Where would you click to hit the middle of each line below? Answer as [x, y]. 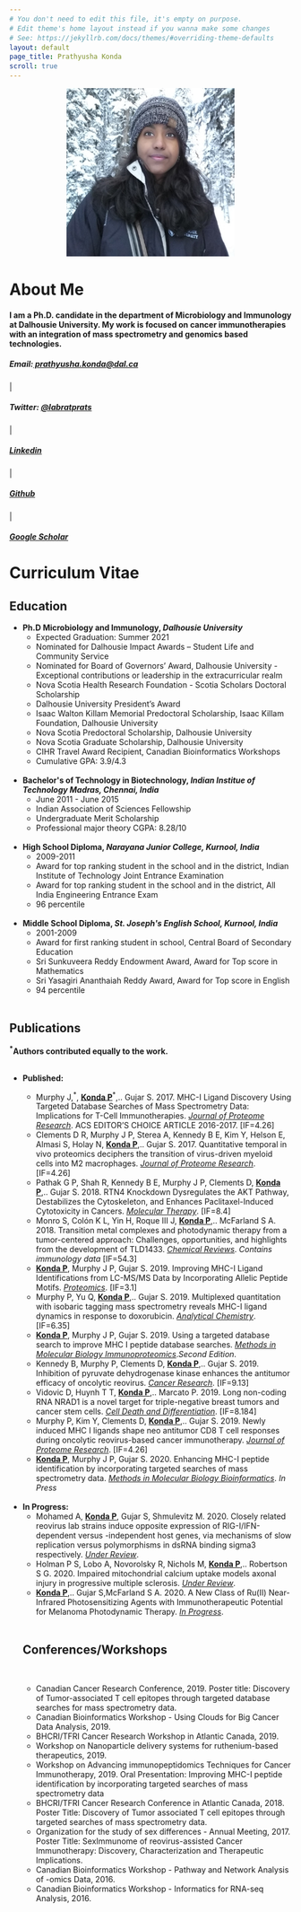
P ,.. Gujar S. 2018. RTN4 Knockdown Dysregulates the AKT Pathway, [162, 1192]
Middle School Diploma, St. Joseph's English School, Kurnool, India [150, 924]
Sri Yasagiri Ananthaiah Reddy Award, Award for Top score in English [163, 981]
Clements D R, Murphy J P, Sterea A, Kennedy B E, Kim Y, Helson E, [160, 1135]
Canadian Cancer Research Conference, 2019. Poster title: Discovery [163, 1688]
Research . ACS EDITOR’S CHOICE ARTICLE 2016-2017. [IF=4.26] [155, 1126]
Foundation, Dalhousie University [97, 724]
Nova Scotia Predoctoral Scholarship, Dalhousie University [144, 732]
